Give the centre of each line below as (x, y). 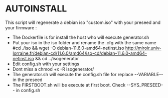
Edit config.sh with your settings (46, 64)
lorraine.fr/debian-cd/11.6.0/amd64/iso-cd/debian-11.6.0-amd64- (79, 53)
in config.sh (28, 90)
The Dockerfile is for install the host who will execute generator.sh (81, 37)
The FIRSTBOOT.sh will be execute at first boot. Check (69, 85)
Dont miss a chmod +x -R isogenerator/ (53, 69)
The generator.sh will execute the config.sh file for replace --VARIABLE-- (88, 74)
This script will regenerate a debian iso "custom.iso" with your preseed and (83, 22)
